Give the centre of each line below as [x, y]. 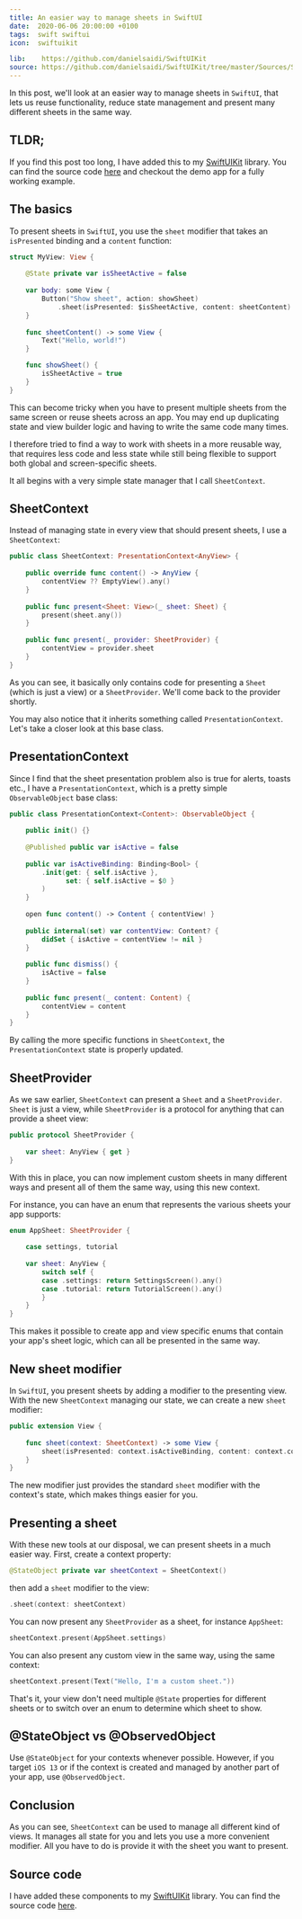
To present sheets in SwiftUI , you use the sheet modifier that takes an [138, 231]
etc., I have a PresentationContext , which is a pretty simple [118, 788]
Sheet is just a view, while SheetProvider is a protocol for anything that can [147, 1109]
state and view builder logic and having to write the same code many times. [149, 426]
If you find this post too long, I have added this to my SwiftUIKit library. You [148, 162]
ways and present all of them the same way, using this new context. [135, 1187]
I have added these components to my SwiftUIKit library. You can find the [145, 1896]
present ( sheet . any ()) [82, 615]
